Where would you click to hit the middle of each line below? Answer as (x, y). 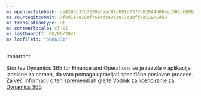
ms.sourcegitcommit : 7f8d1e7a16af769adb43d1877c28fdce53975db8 (87, 17)
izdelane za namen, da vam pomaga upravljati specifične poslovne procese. (100, 74)
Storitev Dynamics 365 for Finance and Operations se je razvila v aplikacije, (99, 68)
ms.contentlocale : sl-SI (37, 28)
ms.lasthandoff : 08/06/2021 (41, 34)
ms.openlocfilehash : (32, 12)
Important (18, 56)
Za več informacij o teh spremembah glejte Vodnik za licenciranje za (90, 80)
